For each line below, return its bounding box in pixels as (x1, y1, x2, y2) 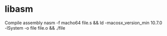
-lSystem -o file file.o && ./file (4, 25, 65, 31)
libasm (4, 3, 33, 15)
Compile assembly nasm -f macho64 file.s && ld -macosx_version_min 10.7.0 (4, 20, 162, 26)
